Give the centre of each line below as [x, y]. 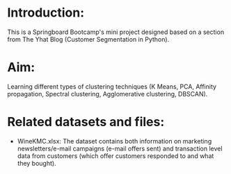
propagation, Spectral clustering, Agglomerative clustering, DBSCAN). [107, 94]
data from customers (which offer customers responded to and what [115, 156]
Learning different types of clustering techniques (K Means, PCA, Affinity [112, 86]
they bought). [37, 163]
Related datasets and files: [86, 122]
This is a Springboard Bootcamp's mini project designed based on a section [116, 32]
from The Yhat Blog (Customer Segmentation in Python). [88, 39]
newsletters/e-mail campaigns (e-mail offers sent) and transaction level [120, 148]
